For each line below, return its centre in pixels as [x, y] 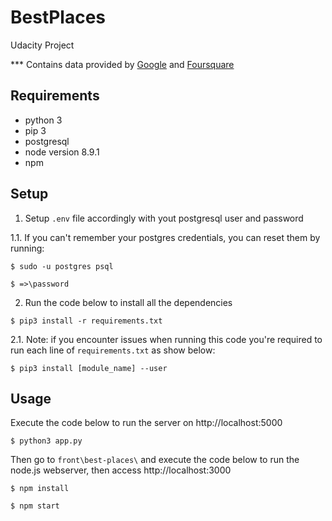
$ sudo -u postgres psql [62, 266]
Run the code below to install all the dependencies [128, 302]
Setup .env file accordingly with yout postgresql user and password [164, 218]
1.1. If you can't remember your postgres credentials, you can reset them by [165, 237]
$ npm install [40, 489]
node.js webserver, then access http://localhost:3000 [121, 470]
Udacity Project [42, 45]
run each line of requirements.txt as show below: [113, 350]
